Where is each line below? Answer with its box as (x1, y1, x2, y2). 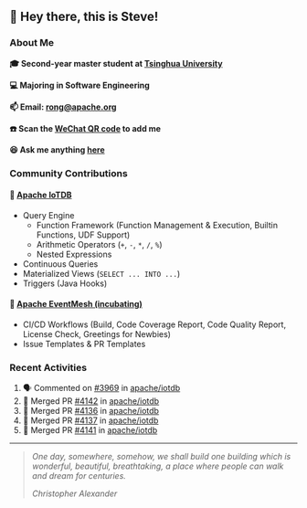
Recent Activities (9, 361, 88, 374)
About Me (9, 37, 55, 49)
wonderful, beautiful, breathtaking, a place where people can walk (31, 460, 284, 471)
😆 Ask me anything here (9, 143, 105, 155)
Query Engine (22, 209, 75, 220)
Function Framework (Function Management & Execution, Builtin (36, 219, 279, 230)
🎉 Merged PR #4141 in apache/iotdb (22, 425, 158, 436)
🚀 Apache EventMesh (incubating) (9, 299, 143, 310)
